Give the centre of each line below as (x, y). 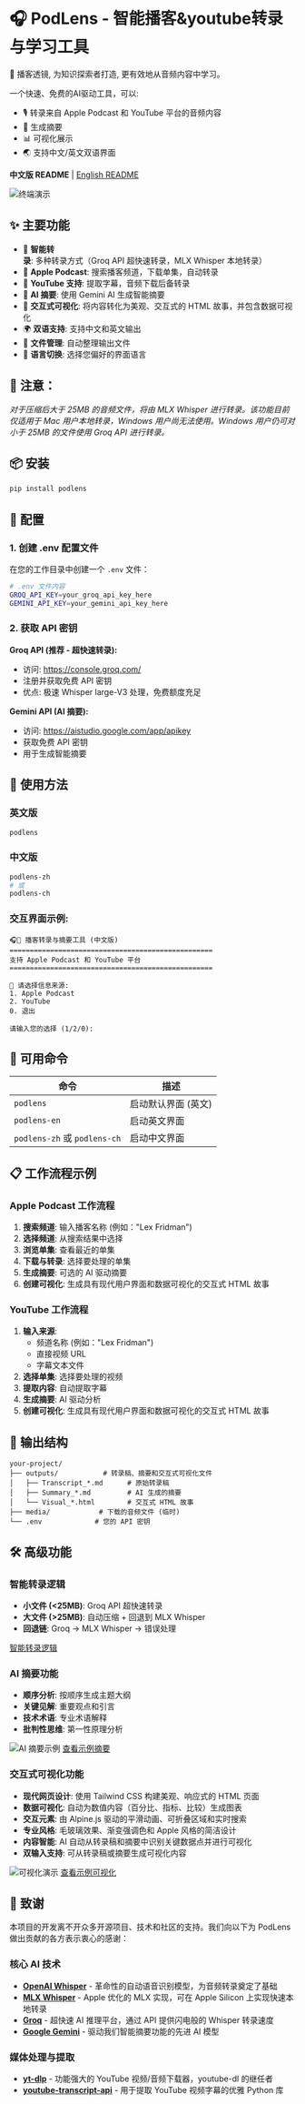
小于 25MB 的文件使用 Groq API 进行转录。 (89, 432)
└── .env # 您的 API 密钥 (80, 1522)
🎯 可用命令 (39, 1059)
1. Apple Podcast (42, 993)
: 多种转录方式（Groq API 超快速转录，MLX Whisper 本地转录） (149, 260)
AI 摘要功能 (34, 1673)
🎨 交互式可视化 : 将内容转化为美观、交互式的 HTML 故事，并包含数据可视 (157, 306)
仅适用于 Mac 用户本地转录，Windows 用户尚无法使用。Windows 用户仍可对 (152, 420)
